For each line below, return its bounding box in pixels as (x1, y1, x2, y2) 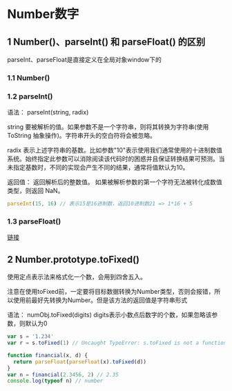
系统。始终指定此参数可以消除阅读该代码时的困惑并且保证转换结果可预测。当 (7, 154, 225, 163)
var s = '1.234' (7, 333, 54, 340)
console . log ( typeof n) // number (7, 377, 104, 385)
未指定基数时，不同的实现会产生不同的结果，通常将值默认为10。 (7, 163, 189, 172)
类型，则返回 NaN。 (7, 187, 64, 195)
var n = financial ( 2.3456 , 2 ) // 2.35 (7, 371, 119, 378)
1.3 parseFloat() (7, 217, 61, 226)
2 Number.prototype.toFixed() (7, 253, 140, 265)
